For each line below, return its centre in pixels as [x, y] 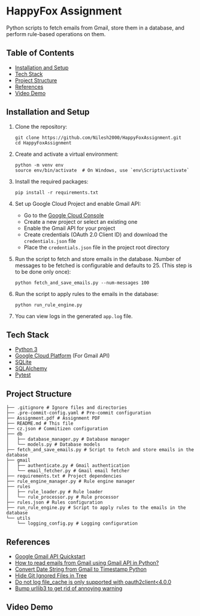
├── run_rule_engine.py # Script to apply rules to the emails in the [96, 508]
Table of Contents [40, 53]
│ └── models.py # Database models [53, 445]
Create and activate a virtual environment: [66, 154]
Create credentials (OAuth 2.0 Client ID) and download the [96, 234]
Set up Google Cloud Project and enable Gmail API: [78, 203]
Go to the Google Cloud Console [64, 215]
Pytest [23, 375]
